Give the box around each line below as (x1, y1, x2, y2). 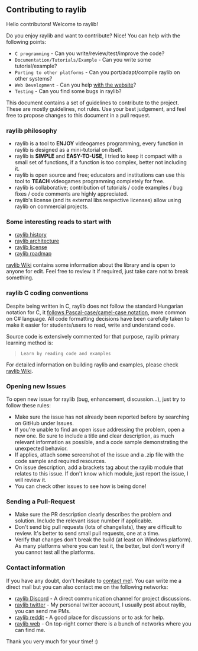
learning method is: (6, 339, 53, 346)
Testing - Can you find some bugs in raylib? (14, 87, 122, 94)
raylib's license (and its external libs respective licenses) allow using (14, 197, 181, 204)
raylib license (14, 244, 47, 251)
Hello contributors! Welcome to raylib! (6, 20, 99, 27)
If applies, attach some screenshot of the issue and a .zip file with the (14, 451, 184, 458)
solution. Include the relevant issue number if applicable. (14, 517, 152, 524)
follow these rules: (6, 402, 51, 409)
